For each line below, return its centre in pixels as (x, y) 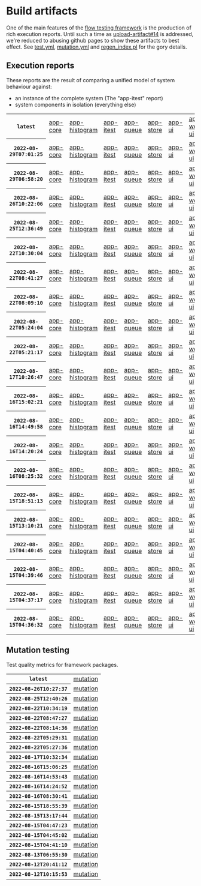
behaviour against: (29, 86)
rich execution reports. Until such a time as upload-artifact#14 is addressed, (100, 34)
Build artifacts (42, 11)
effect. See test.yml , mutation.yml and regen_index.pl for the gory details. (97, 47)
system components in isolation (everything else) (75, 104)
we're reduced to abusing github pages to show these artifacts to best (93, 40)
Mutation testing (38, 650)
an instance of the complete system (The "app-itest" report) (89, 98)
